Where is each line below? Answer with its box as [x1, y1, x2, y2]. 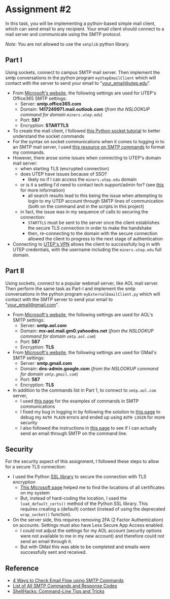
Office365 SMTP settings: [12, 95, 67, 101]
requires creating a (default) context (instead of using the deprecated [20, 506, 165, 512]
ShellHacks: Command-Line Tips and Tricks [12, 588, 105, 594]
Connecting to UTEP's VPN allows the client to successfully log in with [12, 241, 160, 247]
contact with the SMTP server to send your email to [5, 296, 113, 302]
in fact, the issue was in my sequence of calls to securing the [20, 208, 148, 214]
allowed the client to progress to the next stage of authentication [27, 235, 163, 242]
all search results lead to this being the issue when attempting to [27, 192, 163, 199]
